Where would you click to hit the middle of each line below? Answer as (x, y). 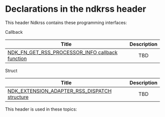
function (17, 58)
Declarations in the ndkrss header (76, 9)
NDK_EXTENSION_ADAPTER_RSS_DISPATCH (60, 91)
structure (18, 97)
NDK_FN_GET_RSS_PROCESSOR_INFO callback (63, 52)
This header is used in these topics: (41, 109)
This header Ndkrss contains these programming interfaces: (66, 23)
